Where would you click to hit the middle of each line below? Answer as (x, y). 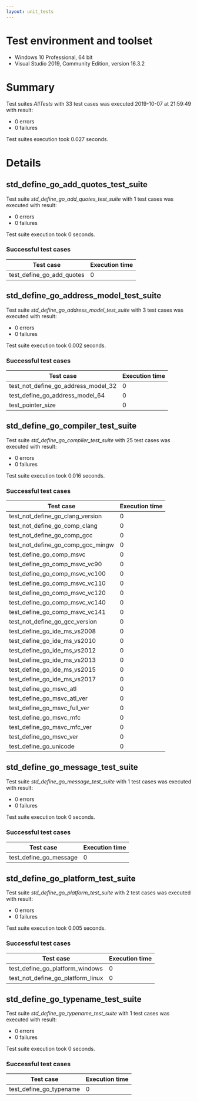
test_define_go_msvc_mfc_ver (51, 727)
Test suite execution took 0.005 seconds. (56, 928)
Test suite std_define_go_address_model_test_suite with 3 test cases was (95, 310)
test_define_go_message (43, 858)
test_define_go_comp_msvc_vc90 (56, 564)
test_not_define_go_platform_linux (56, 978)
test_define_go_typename (45, 1089)
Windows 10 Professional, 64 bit (54, 57)
